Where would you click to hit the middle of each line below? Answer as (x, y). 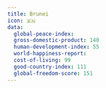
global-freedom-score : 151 (53, 73)
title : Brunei (28, 14)
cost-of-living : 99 (42, 60)
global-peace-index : (44, 34)
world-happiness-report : (50, 54)
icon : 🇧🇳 (22, 21)
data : (15, 27)
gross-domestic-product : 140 (57, 40)
